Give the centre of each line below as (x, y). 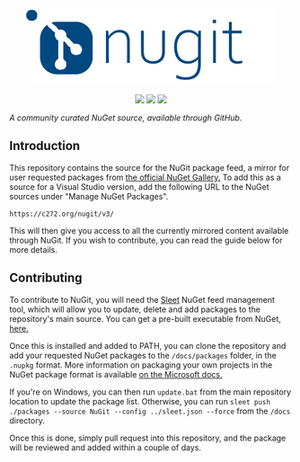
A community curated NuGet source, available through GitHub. (126, 118)
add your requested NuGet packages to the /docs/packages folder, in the (143, 355)
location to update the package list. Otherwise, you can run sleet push (140, 401)
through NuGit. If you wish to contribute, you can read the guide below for (146, 240)
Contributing (46, 278)
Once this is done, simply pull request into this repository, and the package (148, 438)
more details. (34, 249)
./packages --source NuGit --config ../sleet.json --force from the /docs (150, 411)
